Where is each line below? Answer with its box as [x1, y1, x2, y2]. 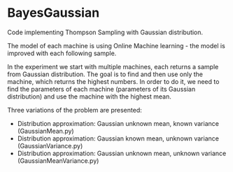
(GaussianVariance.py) [17, 141, 83, 150]
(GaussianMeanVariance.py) [17, 156, 99, 165]
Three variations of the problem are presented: [7, 106, 142, 114]
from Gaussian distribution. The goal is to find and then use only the [7, 70, 203, 78]
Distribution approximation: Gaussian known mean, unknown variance [17, 134, 219, 143]
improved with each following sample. [7, 49, 117, 57]
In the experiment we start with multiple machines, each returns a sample [7, 62, 219, 71]
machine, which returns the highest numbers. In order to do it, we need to [7, 77, 220, 85]
